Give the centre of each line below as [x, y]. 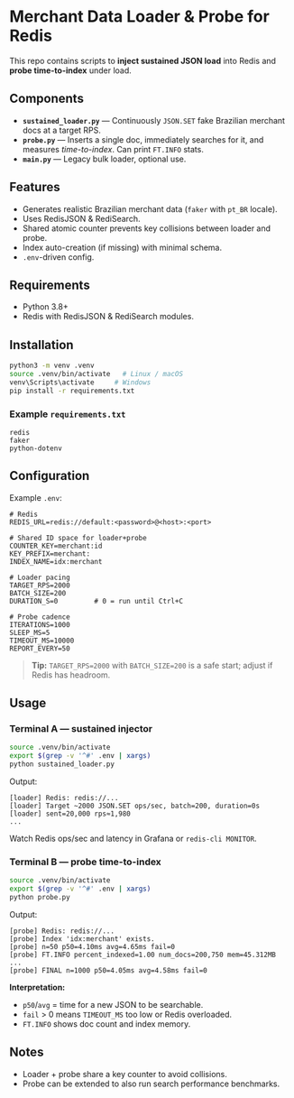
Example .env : [36, 497]
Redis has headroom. [71, 675]
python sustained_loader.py [62, 764]
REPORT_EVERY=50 [40, 648]
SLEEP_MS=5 [30, 632]
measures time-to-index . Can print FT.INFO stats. [113, 149]
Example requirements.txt [68, 414]
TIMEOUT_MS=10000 [42, 641]
